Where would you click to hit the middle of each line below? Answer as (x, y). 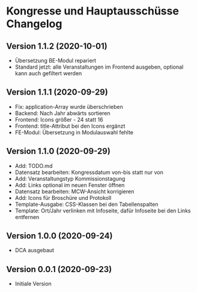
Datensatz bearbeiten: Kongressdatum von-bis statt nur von (89, 172)
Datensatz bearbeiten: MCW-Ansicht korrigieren (74, 191)
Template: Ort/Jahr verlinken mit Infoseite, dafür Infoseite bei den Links (103, 210)
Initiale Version (33, 284)
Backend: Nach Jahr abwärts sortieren (62, 113)
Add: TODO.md (34, 166)
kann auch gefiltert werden (48, 73)
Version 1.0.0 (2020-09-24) (59, 236)
